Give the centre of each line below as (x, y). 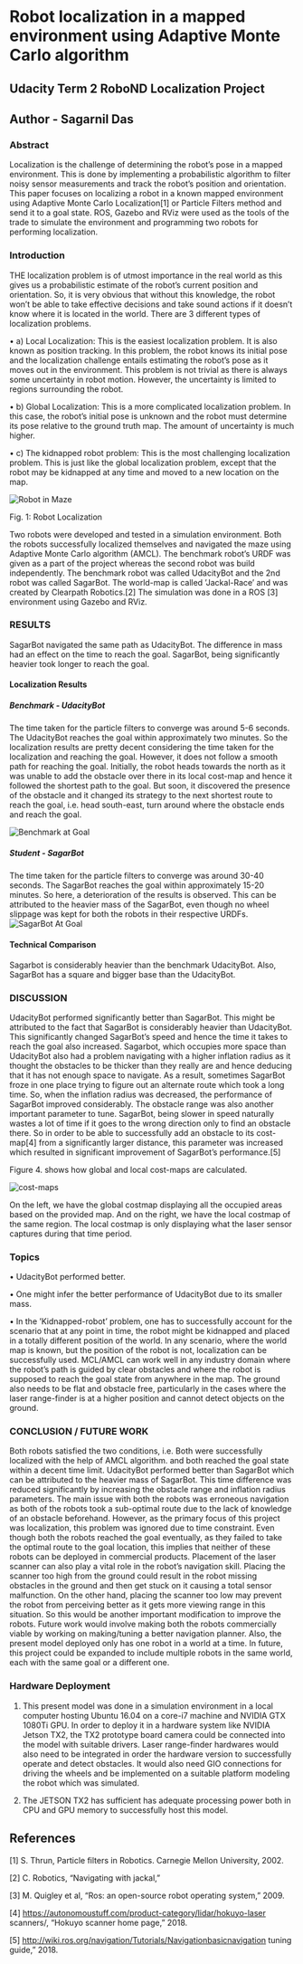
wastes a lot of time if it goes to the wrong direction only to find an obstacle (150, 1123)
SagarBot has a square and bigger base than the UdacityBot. (123, 974)
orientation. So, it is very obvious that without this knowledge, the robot (142, 294)
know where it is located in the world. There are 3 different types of (135, 313)
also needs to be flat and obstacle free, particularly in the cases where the (148, 1389)
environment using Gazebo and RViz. (78, 601)
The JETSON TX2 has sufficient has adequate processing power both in (156, 1800)
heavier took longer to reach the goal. (80, 663)
